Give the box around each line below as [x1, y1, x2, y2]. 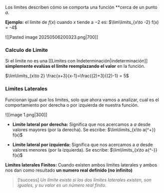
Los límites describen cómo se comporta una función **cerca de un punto [5, 4, 158, 10]
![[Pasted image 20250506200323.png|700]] [5, 34, 99, 40]
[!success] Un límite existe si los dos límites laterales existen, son [17, 177, 152, 183]
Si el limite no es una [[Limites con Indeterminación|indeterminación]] [5, 58, 148, 64]
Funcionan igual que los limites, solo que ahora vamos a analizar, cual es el [5, 97, 160, 103]
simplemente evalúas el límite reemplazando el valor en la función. [5, 63, 146, 69]
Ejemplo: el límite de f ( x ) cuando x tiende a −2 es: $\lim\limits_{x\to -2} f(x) [5, 19, 159, 25]
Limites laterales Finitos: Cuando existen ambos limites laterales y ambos [5, 162, 158, 168]
